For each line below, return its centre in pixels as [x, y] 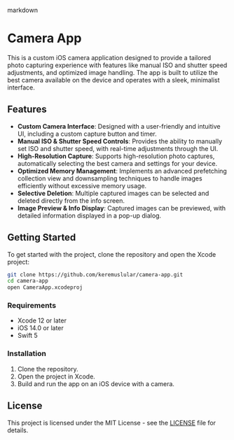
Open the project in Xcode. [56, 376]
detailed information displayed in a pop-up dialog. [89, 215]
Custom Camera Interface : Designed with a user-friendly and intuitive [119, 126]
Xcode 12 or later [42, 320]
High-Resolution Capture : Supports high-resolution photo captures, [116, 156]
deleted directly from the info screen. [71, 200]
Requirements [32, 306]
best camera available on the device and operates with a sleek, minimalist [113, 80]
